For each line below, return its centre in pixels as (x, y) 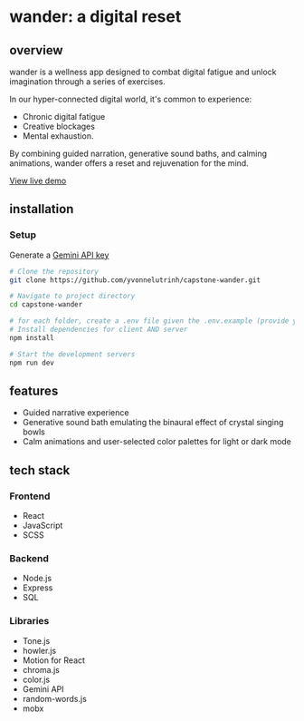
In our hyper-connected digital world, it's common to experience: (131, 99)
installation (42, 209)
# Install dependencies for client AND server (99, 330)
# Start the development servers (72, 354)
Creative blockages (58, 126)
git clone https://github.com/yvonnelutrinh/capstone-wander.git (135, 280)
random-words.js (55, 698)
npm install (32, 337)
